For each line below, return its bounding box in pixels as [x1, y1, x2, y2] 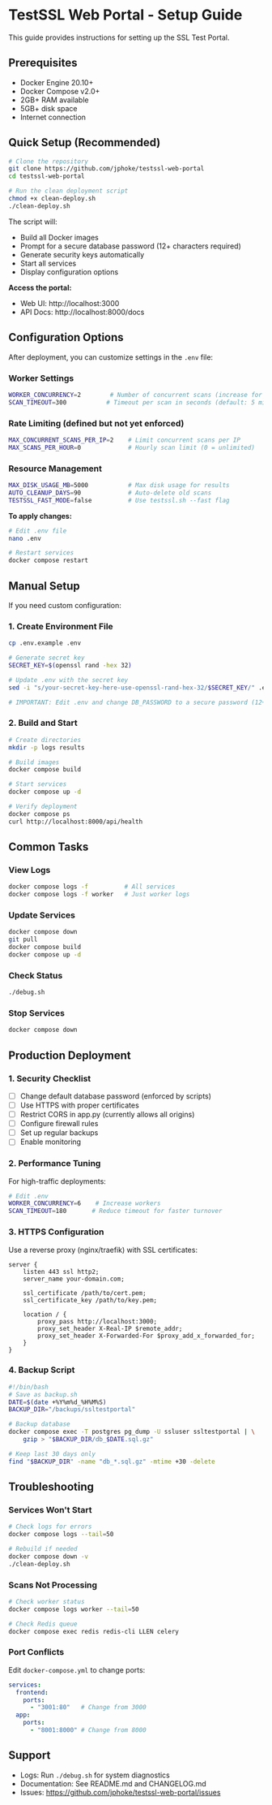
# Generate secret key [8, 654, 85, 663]
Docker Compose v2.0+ [19, 86, 100, 96]
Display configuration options [19, 266, 119, 277]
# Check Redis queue [8, 1620, 79, 1628]
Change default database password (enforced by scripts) [19, 1090, 212, 1101]
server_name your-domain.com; [23, 1275, 125, 1283]
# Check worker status [8, 1598, 85, 1606]
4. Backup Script [8, 1364, 75, 1375]
